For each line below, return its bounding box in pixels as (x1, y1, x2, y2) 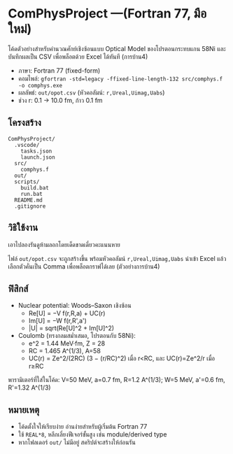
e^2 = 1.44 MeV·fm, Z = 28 (28, 339, 106, 348)
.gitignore (14, 202, 46, 210)
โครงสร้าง (8, 117, 41, 129)
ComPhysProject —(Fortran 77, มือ (8, 6, 207, 22)
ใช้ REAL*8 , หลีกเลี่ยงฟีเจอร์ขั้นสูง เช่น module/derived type (17, 430, 167, 439)
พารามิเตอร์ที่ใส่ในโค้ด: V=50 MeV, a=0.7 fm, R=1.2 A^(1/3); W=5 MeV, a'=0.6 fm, (8, 376, 226, 384)
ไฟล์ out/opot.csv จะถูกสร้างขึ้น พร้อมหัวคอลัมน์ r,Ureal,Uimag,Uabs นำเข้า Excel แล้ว (8, 254, 227, 262)
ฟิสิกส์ (8, 283, 29, 295)
